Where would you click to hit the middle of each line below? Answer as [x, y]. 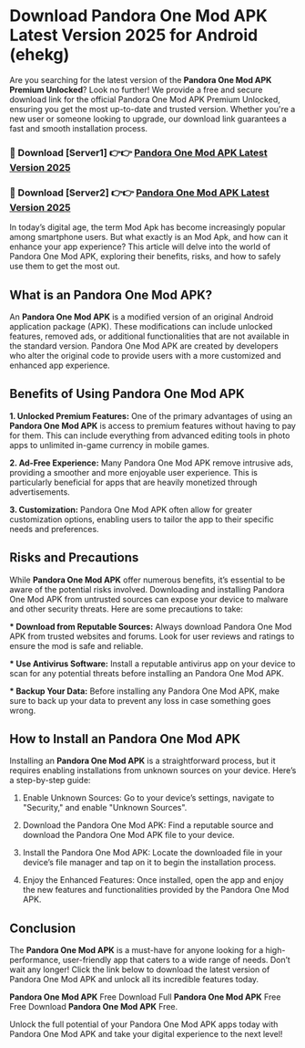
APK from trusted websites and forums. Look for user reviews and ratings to [152, 636]
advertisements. [40, 492]
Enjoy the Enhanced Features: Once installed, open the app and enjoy [153, 880]
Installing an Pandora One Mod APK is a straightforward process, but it [142, 761]
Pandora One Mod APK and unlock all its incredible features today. [134, 980]
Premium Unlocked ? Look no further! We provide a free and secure [136, 89]
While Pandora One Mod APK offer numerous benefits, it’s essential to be [147, 580]
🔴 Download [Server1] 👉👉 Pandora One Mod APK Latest [139, 152]
